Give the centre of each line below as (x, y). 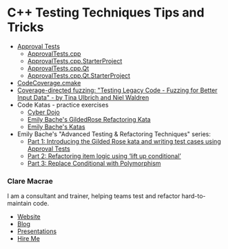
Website (29, 217)
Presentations (37, 231)
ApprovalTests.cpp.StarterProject (75, 61)
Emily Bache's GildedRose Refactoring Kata (89, 119)
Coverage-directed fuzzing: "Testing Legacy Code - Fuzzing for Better (117, 90)
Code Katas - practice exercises (63, 105)
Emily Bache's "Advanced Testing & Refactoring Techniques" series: (114, 134)
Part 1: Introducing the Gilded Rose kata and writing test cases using (124, 141)
